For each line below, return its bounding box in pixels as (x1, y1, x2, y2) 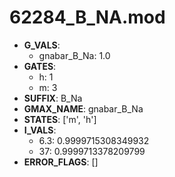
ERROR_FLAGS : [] (23, 156, 99, 168)
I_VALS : (23, 124, 57, 136)
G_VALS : (23, 39, 61, 51)
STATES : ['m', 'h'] (23, 113, 97, 125)
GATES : (23, 60, 57, 72)
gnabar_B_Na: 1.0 (38, 49, 111, 61)
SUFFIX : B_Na (23, 92, 83, 104)
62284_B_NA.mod (9, 6, 166, 29)
